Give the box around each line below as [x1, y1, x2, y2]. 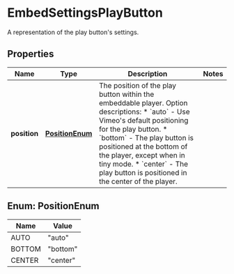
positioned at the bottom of [98, 142, 188, 151]
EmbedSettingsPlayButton [7, 5, 164, 21]
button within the [98, 89, 155, 99]
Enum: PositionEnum [7, 200, 100, 212]
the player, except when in [98, 150, 186, 160]
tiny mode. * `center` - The [98, 159, 189, 169]
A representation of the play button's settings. [7, 28, 139, 36]
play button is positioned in [98, 167, 187, 177]
